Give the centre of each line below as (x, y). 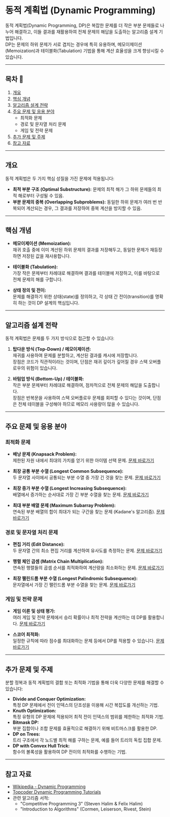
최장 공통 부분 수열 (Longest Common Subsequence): (68, 471)
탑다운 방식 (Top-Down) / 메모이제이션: (52, 349)
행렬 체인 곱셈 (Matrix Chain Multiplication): (58, 561)
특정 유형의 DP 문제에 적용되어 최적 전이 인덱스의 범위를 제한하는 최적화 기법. (88, 717)
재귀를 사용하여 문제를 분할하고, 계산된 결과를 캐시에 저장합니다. (75, 355)
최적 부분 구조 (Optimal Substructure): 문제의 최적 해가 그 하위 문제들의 (84, 189)
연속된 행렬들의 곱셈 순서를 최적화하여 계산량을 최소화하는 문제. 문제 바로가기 (88, 568)
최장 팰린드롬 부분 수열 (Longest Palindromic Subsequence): (75, 579)
